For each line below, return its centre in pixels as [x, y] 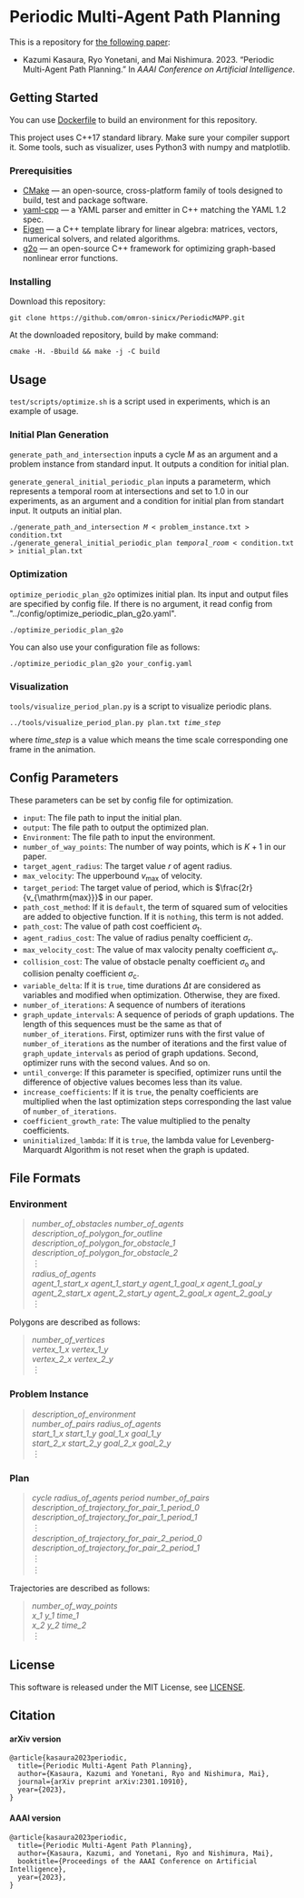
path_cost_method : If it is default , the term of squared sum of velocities [155, 906]
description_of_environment [83, 1414]
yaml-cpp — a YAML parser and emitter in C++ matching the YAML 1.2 [154, 210]
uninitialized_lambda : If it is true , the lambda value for [126, 1140]
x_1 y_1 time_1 [55, 1615]
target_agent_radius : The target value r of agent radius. [127, 865]
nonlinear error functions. [70, 258]
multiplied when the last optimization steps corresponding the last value [157, 1101]
